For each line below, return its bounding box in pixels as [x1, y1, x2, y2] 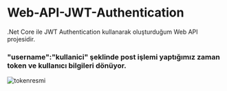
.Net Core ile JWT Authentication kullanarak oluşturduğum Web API [7, 28, 198, 36]
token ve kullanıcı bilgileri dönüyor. [7, 61, 127, 70]
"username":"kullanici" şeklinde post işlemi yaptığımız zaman [7, 52, 220, 61]
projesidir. [7, 34, 36, 43]
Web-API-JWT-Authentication [7, 5, 184, 21]
